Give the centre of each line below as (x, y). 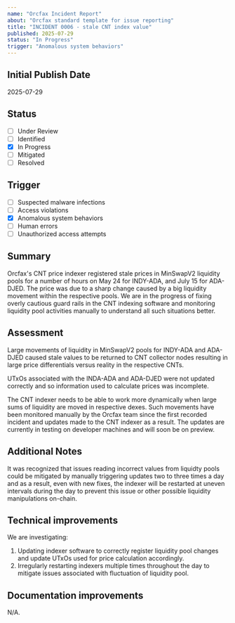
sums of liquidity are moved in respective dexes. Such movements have (111, 407)
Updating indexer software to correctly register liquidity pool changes (118, 551)
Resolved (31, 162)
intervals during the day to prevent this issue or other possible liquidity (109, 491)
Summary (29, 256)
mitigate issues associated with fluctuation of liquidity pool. (103, 573)
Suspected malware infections (61, 202)
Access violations (43, 210)
